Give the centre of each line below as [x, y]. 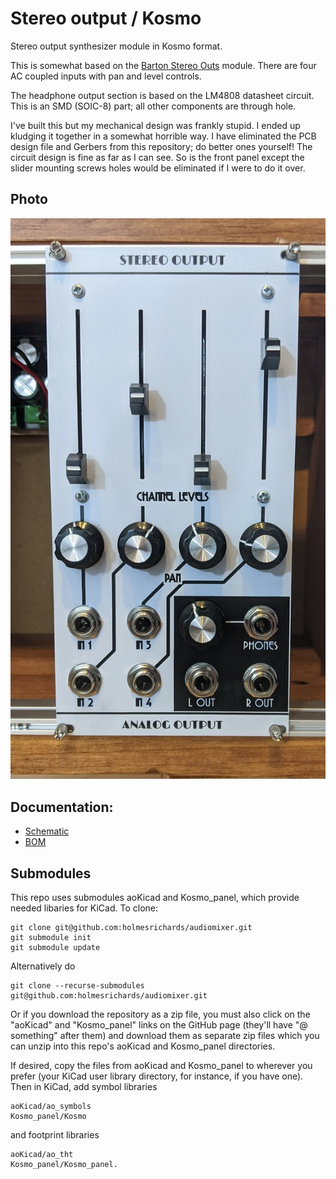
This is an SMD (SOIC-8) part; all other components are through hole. [153, 106]
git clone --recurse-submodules [77, 985]
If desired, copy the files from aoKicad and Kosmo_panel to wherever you [161, 1065]
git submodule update [55, 947]
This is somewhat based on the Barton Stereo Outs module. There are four [163, 65]
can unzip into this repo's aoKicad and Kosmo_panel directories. [143, 1046]
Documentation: [62, 807]
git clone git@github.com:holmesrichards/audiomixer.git [131, 927]
